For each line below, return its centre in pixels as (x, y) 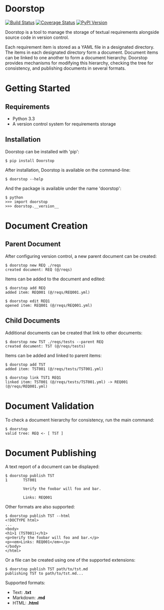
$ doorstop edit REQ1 (28, 301)
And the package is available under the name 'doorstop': (63, 188)
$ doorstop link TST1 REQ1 (33, 377)
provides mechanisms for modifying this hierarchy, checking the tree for (79, 63)
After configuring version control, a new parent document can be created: (81, 256)
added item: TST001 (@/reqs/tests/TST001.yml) (54, 369)
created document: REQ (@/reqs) (39, 269)
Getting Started (38, 88)
